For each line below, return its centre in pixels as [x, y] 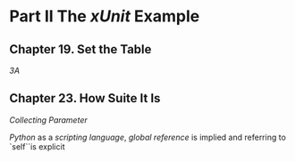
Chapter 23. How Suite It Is [85, 98]
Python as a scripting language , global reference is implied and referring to [147, 137]
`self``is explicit [37, 146]
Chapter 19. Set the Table [80, 49]
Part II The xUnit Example [105, 16]
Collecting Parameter [48, 120]
